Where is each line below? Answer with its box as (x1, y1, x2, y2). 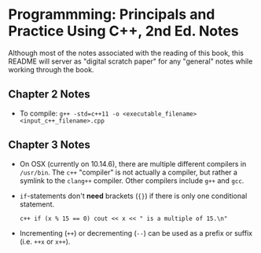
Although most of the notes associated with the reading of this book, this (8, 48, 244, 57)
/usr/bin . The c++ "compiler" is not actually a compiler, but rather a (19, 167, 238, 177)
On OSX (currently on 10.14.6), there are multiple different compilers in (19, 159, 247, 168)
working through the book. (8, 64, 94, 74)
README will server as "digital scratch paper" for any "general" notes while (8, 57, 253, 66)
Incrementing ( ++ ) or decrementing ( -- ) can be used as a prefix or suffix (19, 228, 253, 237)
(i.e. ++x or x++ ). (19, 236, 71, 246)
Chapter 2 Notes (8, 88, 90, 101)
